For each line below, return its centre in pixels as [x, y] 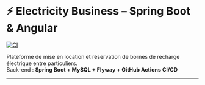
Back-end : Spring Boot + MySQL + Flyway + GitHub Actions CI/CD [92, 69]
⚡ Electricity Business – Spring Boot [99, 11]
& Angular [32, 28]
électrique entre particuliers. [42, 63]
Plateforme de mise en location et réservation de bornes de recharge [93, 56]
